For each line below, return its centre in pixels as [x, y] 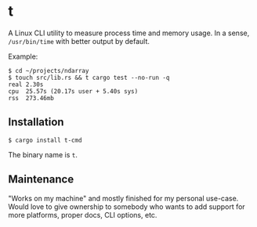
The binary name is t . [43, 154]
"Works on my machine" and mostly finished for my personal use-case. [123, 198]
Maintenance [41, 180]
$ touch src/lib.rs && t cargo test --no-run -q [89, 77]
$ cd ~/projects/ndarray [49, 70]
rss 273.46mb [31, 98]
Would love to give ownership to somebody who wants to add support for [127, 207]
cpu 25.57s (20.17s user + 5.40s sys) [73, 91]
